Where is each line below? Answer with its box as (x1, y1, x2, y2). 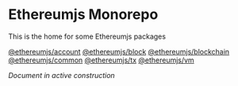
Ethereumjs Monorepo (8, 6, 159, 24)
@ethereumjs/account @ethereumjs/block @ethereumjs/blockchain (8, 47, 230, 56)
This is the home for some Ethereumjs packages (8, 32, 167, 41)
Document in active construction (8, 70, 115, 80)
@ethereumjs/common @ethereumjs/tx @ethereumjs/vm (8, 55, 194, 65)
